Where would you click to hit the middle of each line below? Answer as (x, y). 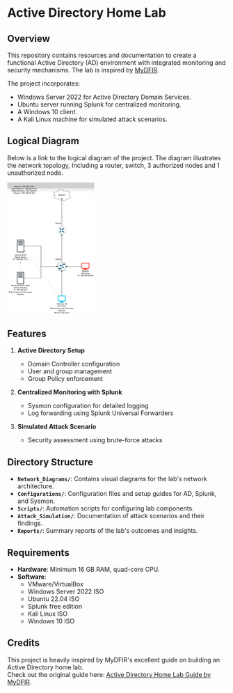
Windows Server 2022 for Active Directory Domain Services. (104, 97)
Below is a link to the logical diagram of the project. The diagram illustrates (114, 157)
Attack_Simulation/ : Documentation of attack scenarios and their (111, 516)
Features (27, 333)
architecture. (35, 486)
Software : (32, 577)
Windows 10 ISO (51, 621)
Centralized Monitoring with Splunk (70, 392)
